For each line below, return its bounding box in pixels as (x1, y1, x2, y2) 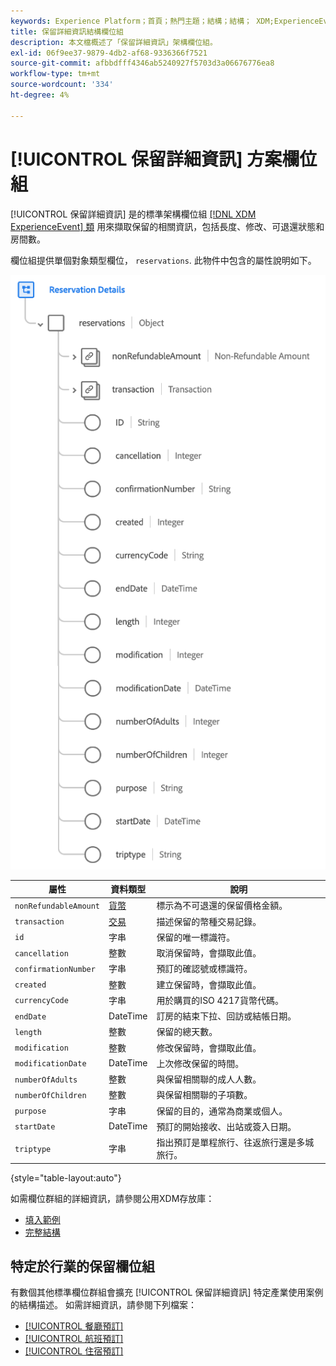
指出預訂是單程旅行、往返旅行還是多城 (156, 1136, 315, 1149)
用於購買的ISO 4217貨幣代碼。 (156, 994, 284, 1006)
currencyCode (14, 996, 69, 1006)
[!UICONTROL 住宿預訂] (24, 1345, 124, 1357)
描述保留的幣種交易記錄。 (156, 915, 262, 927)
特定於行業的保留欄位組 (10, 1258, 155, 1275)
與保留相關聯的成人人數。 (156, 1073, 262, 1085)
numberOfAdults (14, 1075, 78, 1085)
